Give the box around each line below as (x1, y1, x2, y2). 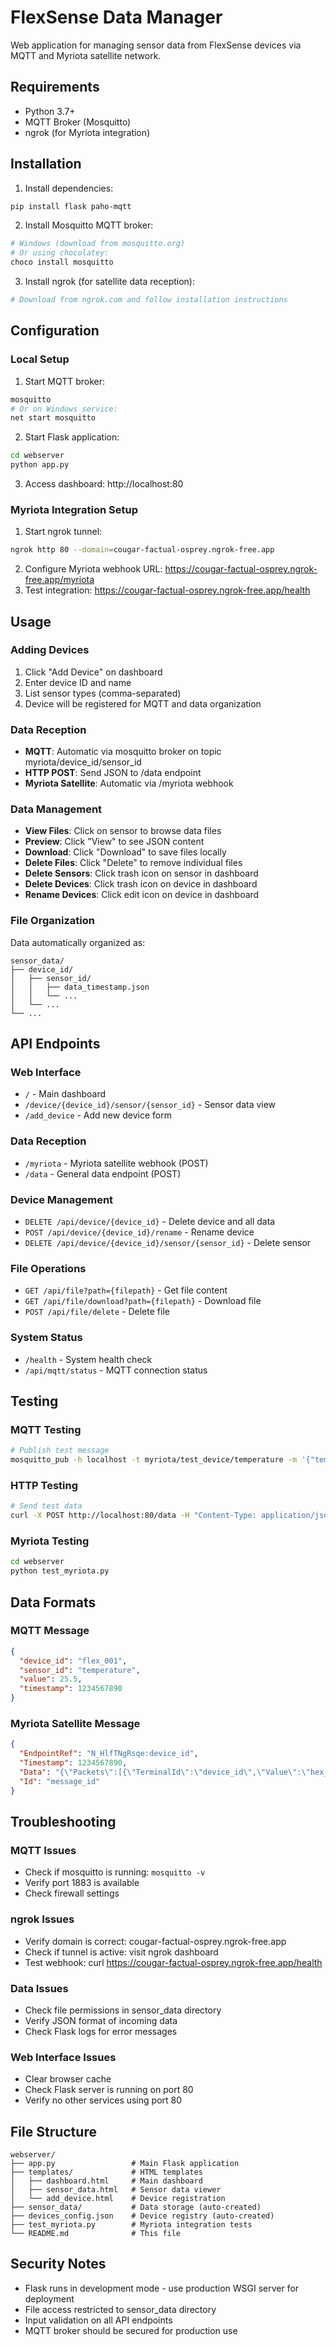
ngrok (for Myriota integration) (24, 126, 151, 138)
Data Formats (10, 1594, 97, 1611)
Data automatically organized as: (10, 936, 146, 948)
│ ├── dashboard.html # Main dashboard (10, 2176, 203, 2186)
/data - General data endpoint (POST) (24, 1167, 182, 1180)
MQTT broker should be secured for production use (24, 2324, 238, 2336)
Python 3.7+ (24, 105, 76, 117)
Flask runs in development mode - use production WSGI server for (24, 2282, 300, 2294)
